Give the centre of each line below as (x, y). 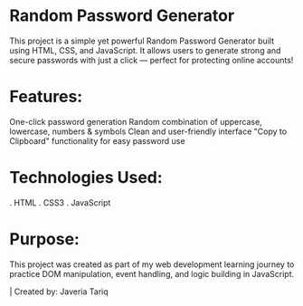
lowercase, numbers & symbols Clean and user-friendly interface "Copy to (148, 131)
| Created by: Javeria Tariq (59, 292)
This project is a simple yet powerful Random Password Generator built (142, 41)
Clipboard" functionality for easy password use (97, 140)
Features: (46, 97)
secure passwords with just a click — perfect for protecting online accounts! (151, 60)
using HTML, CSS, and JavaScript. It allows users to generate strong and (145, 50)
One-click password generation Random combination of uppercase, (136, 121)
